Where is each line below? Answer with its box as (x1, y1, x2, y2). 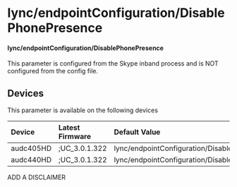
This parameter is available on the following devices (7, 106, 159, 114)
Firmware (58, 132, 92, 142)
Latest (58, 123, 80, 133)
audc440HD (11, 155, 51, 165)
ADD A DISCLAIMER (7, 173, 66, 181)
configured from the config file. (7, 67, 99, 76)
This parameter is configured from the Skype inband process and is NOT (7, 59, 219, 68)
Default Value (114, 127, 161, 137)
